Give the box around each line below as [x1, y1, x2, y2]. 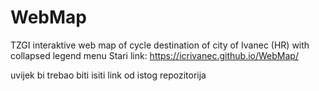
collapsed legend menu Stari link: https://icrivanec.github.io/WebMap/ [10, 49, 299, 61]
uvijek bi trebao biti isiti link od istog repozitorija [10, 69, 207, 81]
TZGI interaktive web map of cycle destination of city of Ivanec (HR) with [10, 39, 310, 51]
